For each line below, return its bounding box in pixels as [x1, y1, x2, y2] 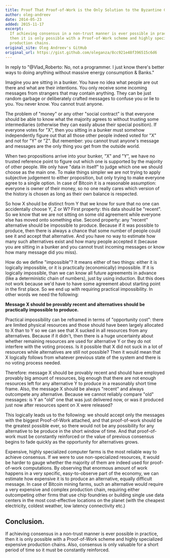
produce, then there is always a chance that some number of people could [5, 227, 161, 234]
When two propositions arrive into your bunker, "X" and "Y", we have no [5, 153, 155, 159]
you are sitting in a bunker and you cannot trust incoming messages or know [5, 243, 165, 250]
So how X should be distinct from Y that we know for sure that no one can [5, 200, 159, 206]
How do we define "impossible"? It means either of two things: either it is [5, 259, 157, 265]
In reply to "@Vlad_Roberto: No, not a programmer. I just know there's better [5, 64, 164, 70]
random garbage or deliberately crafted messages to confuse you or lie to [5, 95, 159, 102]
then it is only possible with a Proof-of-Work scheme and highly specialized [5, 536, 163, 542]
